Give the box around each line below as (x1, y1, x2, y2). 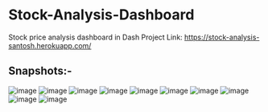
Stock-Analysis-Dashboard (8, 6, 195, 24)
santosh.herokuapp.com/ (8, 40, 92, 50)
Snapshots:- (8, 64, 72, 78)
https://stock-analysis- (183, 32, 260, 42)
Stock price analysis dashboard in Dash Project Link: (8, 32, 183, 42)
